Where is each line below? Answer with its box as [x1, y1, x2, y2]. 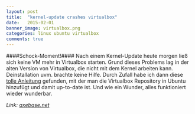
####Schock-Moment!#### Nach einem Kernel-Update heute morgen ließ [6, 53, 188, 59]
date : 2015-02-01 [6, 19, 54, 25]
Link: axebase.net [6, 102, 50, 108]
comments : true [6, 36, 44, 42]
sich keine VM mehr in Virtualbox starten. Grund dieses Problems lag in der [6, 58, 189, 66]
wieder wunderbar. [6, 90, 53, 97]
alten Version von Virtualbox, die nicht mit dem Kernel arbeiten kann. [6, 65, 173, 71]
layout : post [6, 8, 38, 15]
